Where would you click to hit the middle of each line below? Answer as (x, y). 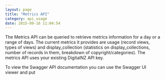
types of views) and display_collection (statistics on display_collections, (78, 47)
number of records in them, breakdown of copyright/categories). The (75, 53)
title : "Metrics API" (27, 14)
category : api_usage (26, 19)
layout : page (18, 10)
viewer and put (20, 72)
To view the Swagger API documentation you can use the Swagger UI (76, 67)
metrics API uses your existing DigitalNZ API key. (55, 58)
